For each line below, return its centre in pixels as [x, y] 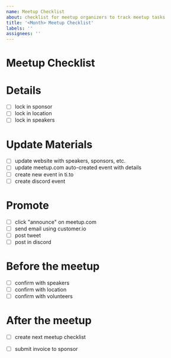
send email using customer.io [51, 229]
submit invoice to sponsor [46, 349]
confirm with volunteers [43, 296]
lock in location [33, 113]
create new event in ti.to [44, 174]
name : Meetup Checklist [36, 12]
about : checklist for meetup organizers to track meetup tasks [86, 17]
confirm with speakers [42, 283]
